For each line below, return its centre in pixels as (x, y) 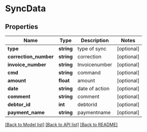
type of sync (92, 49)
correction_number (31, 57)
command (89, 73)
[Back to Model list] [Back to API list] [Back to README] (61, 125)
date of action (93, 89)
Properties (22, 27)
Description (95, 40)
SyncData (26, 9)
